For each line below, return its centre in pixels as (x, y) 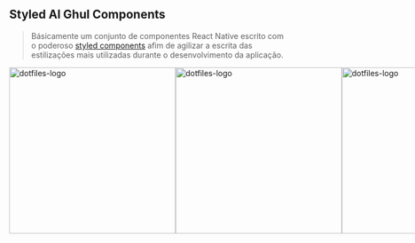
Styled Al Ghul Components (87, 15)
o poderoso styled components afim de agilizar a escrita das (141, 45)
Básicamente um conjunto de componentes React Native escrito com (157, 35)
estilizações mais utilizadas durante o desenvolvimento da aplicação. (157, 55)
